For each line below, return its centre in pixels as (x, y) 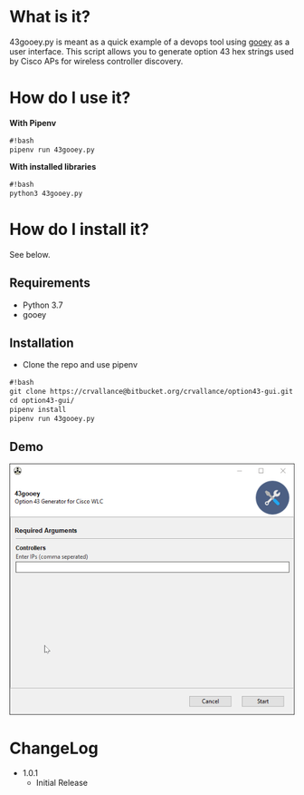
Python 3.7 (43, 305)
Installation (42, 344)
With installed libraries (53, 166)
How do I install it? (79, 230)
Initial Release (62, 783)
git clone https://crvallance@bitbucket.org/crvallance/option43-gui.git (152, 392)
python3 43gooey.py (46, 193)
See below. (30, 254)
